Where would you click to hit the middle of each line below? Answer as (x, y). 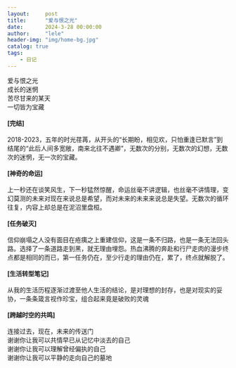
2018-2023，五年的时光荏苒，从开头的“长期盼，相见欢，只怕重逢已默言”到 (115, 139)
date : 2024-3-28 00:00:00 (54, 27)
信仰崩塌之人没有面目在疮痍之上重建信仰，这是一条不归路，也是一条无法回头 (118, 239)
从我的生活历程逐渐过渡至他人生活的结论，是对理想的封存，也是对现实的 (112, 290)
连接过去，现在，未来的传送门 (50, 331)
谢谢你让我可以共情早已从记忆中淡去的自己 (69, 340)
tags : (15, 53)
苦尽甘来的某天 (29, 98)
